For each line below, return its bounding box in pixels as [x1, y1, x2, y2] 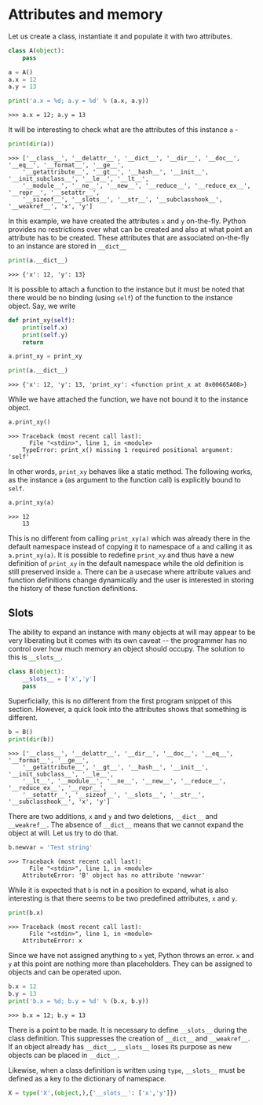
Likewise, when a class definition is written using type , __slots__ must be [8, 1065, 246, 1074]
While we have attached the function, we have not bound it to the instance [8, 395, 249, 404]
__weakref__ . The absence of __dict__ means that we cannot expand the [8, 820, 244, 830]
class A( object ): [8, 46, 65, 54]
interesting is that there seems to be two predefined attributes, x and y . [8, 894, 238, 903]
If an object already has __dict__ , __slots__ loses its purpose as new [8, 1041, 232, 1051]
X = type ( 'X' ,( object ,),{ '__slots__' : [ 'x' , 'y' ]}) [8, 1088, 177, 1097]
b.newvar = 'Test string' [8, 843, 93, 852]
